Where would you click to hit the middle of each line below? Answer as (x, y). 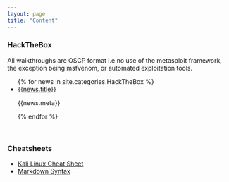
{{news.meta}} (39, 102)
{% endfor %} (38, 116)
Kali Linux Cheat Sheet (50, 164)
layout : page (26, 14)
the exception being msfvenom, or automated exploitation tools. (100, 68)
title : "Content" (33, 20)
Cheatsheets (30, 148)
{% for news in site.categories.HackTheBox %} (86, 81)
